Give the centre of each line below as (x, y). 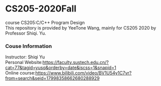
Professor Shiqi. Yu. (26, 33)
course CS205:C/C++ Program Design (45, 22)
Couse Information (28, 46)
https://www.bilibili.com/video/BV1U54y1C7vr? (83, 73)
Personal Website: (24, 62)
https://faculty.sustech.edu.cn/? (76, 62)
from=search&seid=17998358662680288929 (52, 78)
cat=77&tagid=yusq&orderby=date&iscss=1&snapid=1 (61, 67)
